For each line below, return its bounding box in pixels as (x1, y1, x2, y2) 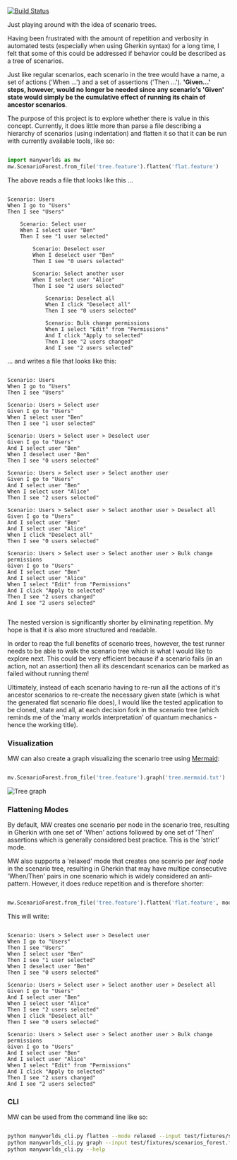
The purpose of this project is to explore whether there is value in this (7, 114, 209, 122)
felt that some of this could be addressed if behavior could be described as (7, 50, 226, 57)
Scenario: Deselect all (44, 294, 115, 302)
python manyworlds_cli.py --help (7, 1146, 106, 1153)
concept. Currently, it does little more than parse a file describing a (7, 122, 202, 130)
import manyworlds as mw (7, 156, 80, 163)
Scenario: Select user (20, 220, 87, 228)
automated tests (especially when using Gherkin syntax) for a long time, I (7, 42, 220, 50)
